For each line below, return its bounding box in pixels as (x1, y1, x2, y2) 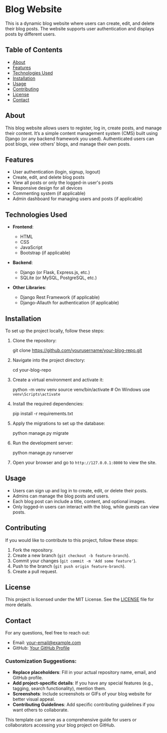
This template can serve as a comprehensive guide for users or (5, 716, 137, 722)
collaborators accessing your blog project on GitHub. (5, 722, 116, 728)
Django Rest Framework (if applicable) (20, 294, 100, 300)
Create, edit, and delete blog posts (12, 174, 85, 180)
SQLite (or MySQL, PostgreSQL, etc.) (20, 274, 97, 281)
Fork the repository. (12, 547, 54, 553)
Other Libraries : (12, 285, 46, 291)
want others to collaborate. (12, 707, 69, 713)
